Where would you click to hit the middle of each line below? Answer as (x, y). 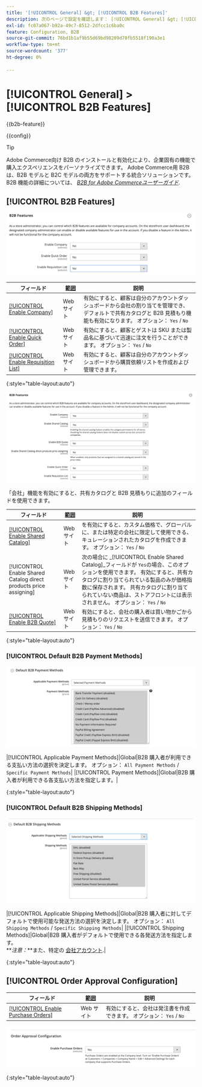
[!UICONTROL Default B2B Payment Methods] (74, 656)
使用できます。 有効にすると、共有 (145, 572)
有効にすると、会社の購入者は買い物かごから (137, 611)
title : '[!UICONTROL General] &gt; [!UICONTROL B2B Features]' (87, 13)
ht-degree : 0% (24, 57)
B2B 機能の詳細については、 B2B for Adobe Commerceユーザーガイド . (93, 182)
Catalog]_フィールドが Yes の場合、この (130, 564)
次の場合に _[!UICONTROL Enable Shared (133, 557)
